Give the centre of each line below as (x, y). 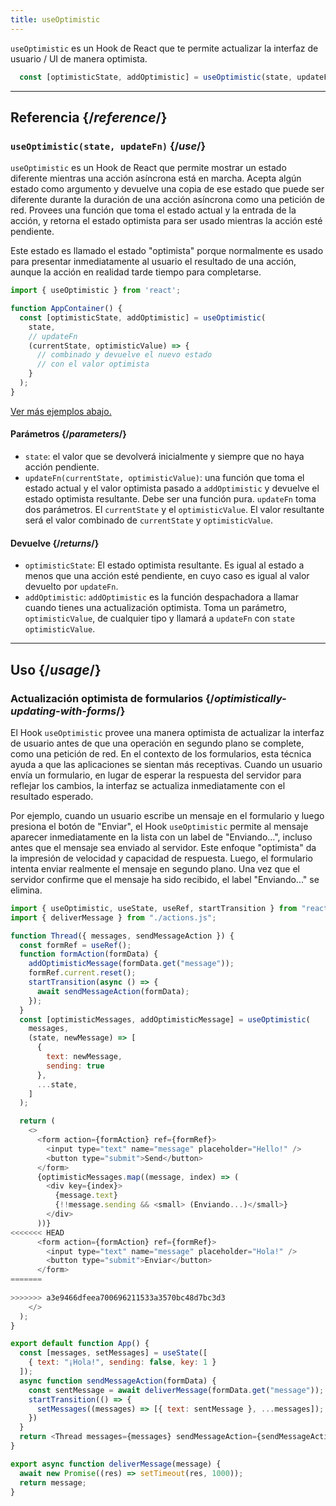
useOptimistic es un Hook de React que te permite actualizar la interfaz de (164, 48)
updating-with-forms (63, 711)
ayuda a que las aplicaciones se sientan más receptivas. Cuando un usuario (166, 764)
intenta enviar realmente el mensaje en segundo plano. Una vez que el (155, 868)
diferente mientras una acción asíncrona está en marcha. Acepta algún (156, 178)
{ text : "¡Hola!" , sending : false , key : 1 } (122, 1362)
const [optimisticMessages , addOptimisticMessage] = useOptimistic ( (165, 1019)
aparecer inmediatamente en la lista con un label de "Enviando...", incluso (161, 837)
